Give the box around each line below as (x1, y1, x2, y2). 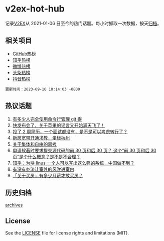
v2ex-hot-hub (5, 3, 65, 15)
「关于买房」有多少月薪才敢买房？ (12, 172, 83, 178)
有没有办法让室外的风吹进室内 (12, 166, 74, 172)
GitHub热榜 (12, 51, 36, 57)
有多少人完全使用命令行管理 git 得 (12, 116, 82, 122)
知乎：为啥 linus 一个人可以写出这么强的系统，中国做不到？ (12, 160, 135, 166)
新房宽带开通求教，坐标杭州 (12, 135, 70, 141)
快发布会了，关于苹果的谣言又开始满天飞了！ (12, 122, 105, 128)
